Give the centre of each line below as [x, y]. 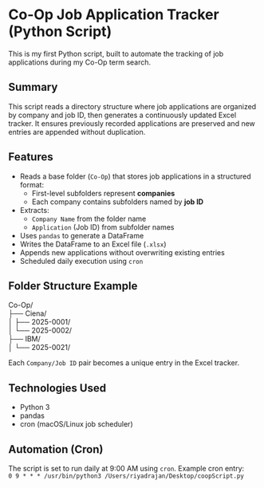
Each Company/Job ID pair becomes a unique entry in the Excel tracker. [124, 363]
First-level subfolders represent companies [103, 193]
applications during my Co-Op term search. [80, 62]
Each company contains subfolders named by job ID [118, 202]
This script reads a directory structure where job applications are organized [132, 106]
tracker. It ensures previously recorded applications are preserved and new [132, 123]
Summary [33, 87]
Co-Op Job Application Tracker [114, 15]
